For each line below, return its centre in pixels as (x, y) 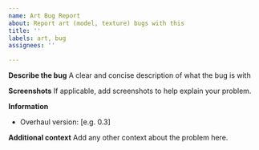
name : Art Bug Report (45, 16)
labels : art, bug (37, 38)
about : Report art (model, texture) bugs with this (96, 23)
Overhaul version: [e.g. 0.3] (65, 122)
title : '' (25, 30)
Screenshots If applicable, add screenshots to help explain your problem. (130, 91)
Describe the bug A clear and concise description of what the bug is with (129, 75)
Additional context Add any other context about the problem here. (118, 138)
